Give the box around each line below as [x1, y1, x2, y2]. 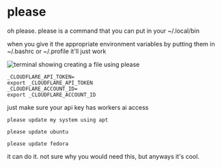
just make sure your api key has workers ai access [7, 103, 149, 111]
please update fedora [7, 140, 69, 147]
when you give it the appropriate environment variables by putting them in [7, 40, 215, 48]
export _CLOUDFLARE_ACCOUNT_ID [7, 91, 96, 98]
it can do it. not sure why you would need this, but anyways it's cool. [7, 152, 200, 160]
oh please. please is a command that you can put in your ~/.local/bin [7, 27, 200, 35]
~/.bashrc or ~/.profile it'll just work [7, 47, 107, 55]
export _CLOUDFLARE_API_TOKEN [7, 79, 94, 86]
